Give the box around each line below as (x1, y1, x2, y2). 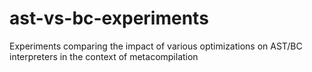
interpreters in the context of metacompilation (9, 50, 199, 62)
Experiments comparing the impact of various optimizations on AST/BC (9, 40, 303, 52)
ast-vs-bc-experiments (9, 7, 209, 30)
